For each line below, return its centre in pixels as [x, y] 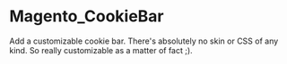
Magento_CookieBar [87, 16]
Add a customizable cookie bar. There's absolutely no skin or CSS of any [144, 41]
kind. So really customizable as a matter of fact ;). [101, 50]
